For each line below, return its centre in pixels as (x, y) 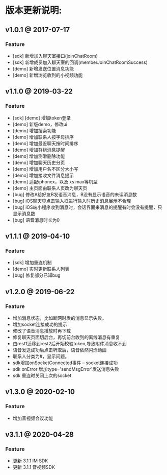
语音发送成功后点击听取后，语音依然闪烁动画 (60, 350)
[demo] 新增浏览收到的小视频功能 (48, 75)
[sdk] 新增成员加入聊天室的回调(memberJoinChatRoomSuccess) (80, 62)
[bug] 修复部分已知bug (36, 275)
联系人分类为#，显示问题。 (41, 356)
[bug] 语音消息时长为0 (36, 220)
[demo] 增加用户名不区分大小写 (46, 169)
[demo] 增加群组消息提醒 (39, 150)
